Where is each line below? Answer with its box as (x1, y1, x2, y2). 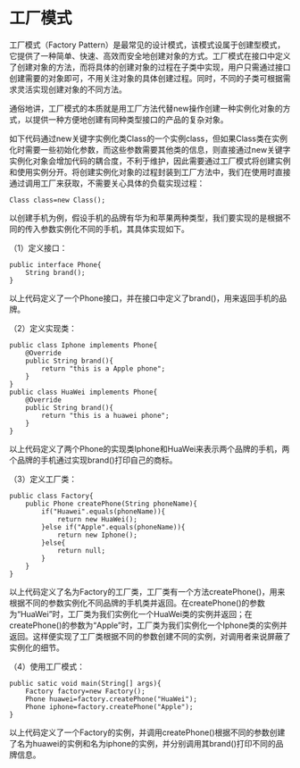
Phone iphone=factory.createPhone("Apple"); (25, 702, 194, 711)
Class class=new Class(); (9, 196, 105, 205)
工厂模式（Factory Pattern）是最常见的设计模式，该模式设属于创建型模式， (9, 39, 286, 50)
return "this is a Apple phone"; (41, 363, 166, 373)
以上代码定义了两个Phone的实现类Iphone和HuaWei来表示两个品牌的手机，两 (9, 443, 290, 454)
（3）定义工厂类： (9, 473, 78, 484)
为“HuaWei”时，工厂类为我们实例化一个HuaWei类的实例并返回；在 (9, 608, 253, 619)
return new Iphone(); (56, 530, 138, 539)
